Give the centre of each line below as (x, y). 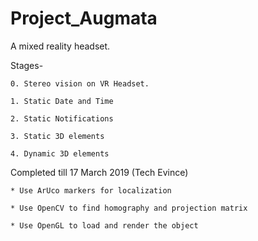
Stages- (27, 65)
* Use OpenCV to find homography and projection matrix (129, 208)
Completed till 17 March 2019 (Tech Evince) (99, 172)
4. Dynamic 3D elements (60, 153)
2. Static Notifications (62, 118)
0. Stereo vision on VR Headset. (80, 83)
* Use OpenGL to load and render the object (104, 225)
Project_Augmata (84, 18)
